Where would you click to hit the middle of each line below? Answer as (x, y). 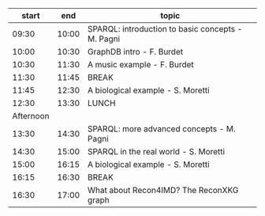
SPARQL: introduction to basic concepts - (165, 29)
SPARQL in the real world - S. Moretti (156, 152)
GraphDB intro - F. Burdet (135, 52)
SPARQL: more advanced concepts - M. (161, 129)
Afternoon (31, 116)
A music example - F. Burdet (141, 64)
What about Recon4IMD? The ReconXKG (163, 190)
